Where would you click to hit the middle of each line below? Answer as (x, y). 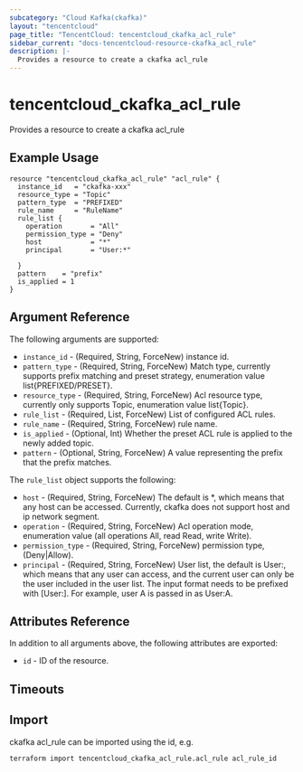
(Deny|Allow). (48, 555)
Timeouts (37, 689)
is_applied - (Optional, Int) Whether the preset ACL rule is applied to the (157, 433)
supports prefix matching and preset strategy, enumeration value (143, 375)
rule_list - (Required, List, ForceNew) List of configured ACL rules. (149, 414)
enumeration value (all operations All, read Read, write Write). (137, 535)
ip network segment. (61, 516)
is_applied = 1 (46, 281)
